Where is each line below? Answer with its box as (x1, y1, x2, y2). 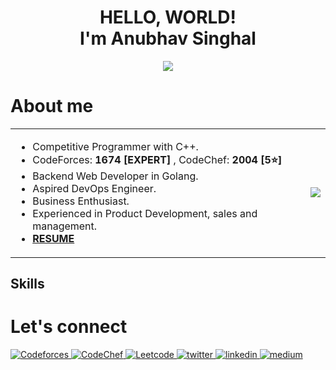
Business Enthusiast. (32, 194, 130, 208)
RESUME (32, 231, 75, 245)
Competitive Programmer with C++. (32, 139, 199, 153)
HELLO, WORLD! (99, 6, 237, 29)
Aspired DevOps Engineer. (32, 181, 157, 195)
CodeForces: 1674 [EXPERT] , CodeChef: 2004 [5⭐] (32, 152, 283, 166)
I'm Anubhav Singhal (79, 27, 257, 50)
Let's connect (10, 316, 128, 338)
